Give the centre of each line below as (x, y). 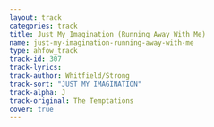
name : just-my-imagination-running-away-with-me (102, 42)
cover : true (31, 109)
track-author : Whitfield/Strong (69, 76)
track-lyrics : (36, 68)
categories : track (43, 26)
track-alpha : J (38, 92)
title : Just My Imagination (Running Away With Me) (107, 34)
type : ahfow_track (43, 51)
